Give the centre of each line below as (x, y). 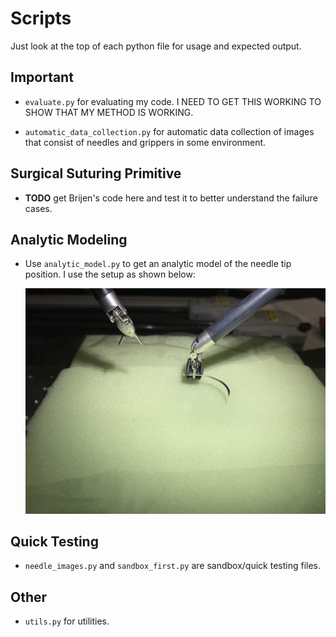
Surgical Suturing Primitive (96, 173)
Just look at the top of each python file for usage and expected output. (156, 46)
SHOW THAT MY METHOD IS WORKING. (109, 112)
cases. (38, 208)
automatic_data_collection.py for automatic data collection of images (169, 131)
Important (42, 77)
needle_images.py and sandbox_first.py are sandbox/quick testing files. (173, 566)
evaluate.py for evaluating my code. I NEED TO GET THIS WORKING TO (173, 101)
